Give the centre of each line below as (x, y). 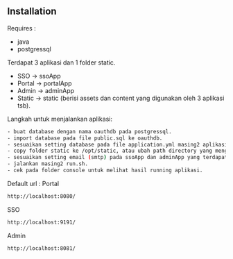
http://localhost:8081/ (42, 248)
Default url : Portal (33, 183)
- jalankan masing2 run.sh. (48, 164)
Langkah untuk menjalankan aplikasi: (60, 119)
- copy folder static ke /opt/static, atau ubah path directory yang (110, 151)
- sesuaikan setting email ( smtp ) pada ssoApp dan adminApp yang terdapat (118, 158)
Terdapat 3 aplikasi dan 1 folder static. (61, 62)
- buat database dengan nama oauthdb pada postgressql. (89, 131)
